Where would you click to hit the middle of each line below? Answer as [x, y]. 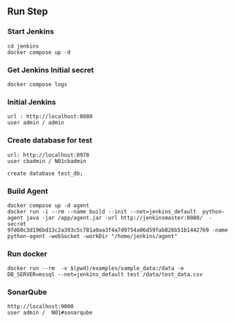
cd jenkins [23, 46]
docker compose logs [38, 84]
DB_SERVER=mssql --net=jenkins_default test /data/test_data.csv [105, 275]
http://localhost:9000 [40, 307]
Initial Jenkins [32, 102]
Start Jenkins [31, 32]
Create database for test [50, 140]
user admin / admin [36, 123]
